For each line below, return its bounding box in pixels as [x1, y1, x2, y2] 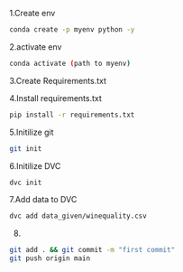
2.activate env [9, 41, 62, 52]
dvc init [9, 178, 42, 187]
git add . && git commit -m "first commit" [9, 246, 176, 255]
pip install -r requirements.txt [9, 110, 135, 119]
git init [9, 144, 42, 153]
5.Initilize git [9, 127, 54, 137]
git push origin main [9, 254, 91, 263]
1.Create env [9, 8, 56, 18]
